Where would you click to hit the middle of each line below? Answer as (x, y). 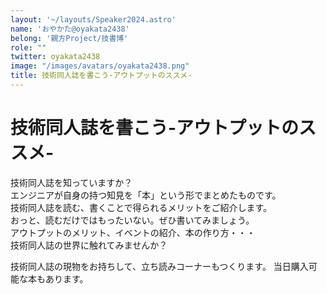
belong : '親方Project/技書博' (69, 38)
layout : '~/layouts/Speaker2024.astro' (93, 19)
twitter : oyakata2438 (55, 57)
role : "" (28, 47)
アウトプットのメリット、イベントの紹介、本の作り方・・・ (133, 232)
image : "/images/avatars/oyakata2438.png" (100, 66)
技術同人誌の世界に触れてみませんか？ (89, 245)
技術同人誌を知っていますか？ (71, 182)
